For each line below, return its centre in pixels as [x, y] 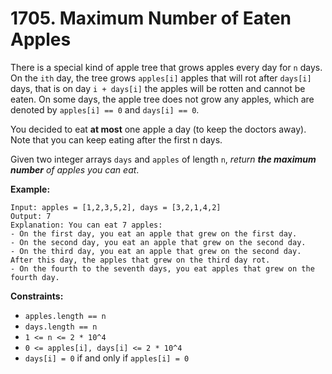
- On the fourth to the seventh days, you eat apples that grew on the [162, 268]
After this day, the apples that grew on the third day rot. [140, 260]
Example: [30, 189]
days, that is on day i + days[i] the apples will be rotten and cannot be [158, 88]
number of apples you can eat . [75, 169]
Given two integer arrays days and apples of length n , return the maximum [163, 159]
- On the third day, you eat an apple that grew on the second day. [156, 251]
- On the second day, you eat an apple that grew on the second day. [158, 242]
